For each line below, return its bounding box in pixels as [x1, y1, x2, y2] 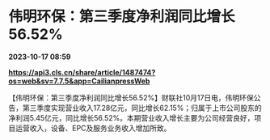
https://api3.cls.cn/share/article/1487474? [8, 67, 156, 77]
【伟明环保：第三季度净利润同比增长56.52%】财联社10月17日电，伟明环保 [8, 92, 255, 102]
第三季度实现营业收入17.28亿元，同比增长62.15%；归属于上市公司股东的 [22, 103, 262, 112]
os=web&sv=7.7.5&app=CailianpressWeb [8, 76, 150, 86]
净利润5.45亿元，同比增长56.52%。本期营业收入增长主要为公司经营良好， [8, 112, 255, 122]
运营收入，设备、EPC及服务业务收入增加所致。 [15, 123, 171, 133]
